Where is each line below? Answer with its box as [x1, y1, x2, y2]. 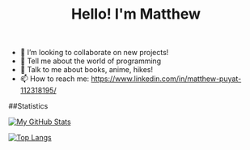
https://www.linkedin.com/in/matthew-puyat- [91, 74, 242, 84]
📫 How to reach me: [19, 74, 90, 84]
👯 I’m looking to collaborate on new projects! [19, 47, 169, 57]
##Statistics [8, 101, 49, 110]
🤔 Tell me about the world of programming [19, 56, 162, 66]
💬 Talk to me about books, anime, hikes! [19, 64, 154, 74]
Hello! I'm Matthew [71, 5, 201, 24]
